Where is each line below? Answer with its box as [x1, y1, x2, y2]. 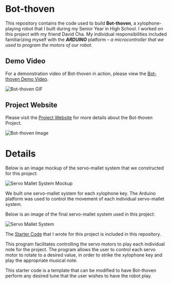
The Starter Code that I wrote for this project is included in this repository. [5, 231, 161, 237]
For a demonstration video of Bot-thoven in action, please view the [5, 70, 146, 77]
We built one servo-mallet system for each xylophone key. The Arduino [5, 190, 156, 196]
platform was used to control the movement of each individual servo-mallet [5, 196, 164, 202]
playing [5, 25, 21, 31]
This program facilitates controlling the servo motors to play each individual [5, 241, 165, 247]
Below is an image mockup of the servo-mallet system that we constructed [5, 165, 164, 171]
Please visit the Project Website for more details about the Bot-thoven [5, 114, 153, 121]
